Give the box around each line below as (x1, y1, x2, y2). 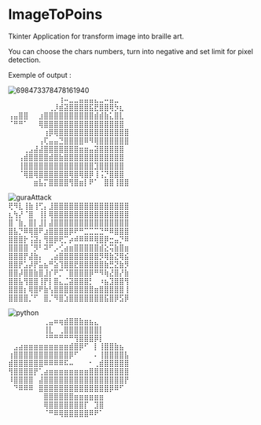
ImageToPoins (8, 5, 103, 24)
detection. (8, 55, 42, 64)
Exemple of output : (8, 70, 72, 79)
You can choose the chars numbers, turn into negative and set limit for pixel (8, 46, 254, 56)
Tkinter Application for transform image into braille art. (8, 31, 185, 41)
